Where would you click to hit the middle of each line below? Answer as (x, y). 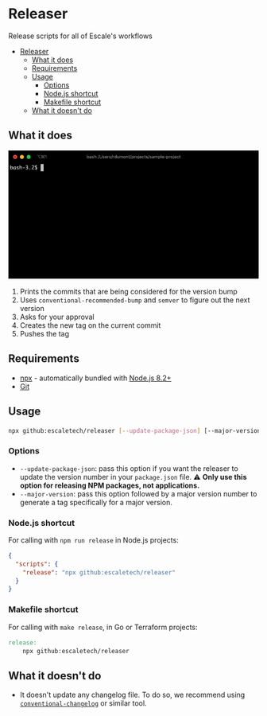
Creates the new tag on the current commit (90, 325)
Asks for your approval (57, 317)
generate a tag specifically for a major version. (96, 502)
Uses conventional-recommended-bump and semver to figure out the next (135, 300)
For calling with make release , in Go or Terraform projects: (103, 627)
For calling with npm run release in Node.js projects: (93, 540)
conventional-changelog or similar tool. (83, 703)
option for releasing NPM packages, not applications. (110, 485)
